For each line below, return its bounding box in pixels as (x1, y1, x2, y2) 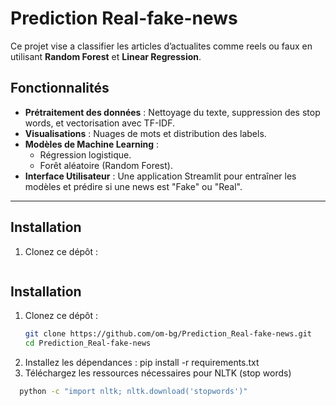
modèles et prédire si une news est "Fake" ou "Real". (24, 180, 243, 192)
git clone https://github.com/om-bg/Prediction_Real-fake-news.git (24, 329, 312, 339)
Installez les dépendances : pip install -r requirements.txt (24, 357, 260, 369)
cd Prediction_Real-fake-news (24, 338, 152, 349)
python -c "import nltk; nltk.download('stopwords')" (19, 387, 248, 397)
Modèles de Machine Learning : (24, 138, 160, 150)
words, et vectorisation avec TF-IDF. (24, 117, 176, 129)
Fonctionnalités (10, 80, 110, 97)
